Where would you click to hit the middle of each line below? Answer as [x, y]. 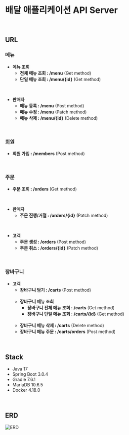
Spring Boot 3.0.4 [30, 374]
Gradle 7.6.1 [24, 380]
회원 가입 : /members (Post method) [48, 153]
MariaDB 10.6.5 [28, 385]
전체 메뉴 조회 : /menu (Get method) [55, 73]
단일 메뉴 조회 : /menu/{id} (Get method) [60, 79]
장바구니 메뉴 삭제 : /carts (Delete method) [62, 325]
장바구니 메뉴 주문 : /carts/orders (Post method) [68, 332]
